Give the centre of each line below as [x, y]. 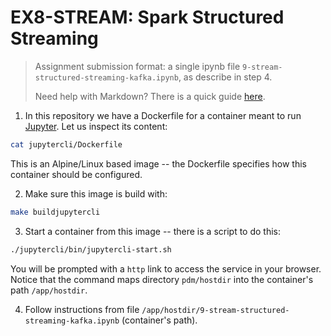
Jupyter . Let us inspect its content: [96, 126]
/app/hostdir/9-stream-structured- [215, 310]
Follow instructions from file [82, 309]
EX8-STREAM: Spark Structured [147, 17]
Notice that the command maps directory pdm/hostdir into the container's [162, 279]
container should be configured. [76, 174]
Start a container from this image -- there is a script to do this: [153, 231]
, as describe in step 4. [225, 77]
